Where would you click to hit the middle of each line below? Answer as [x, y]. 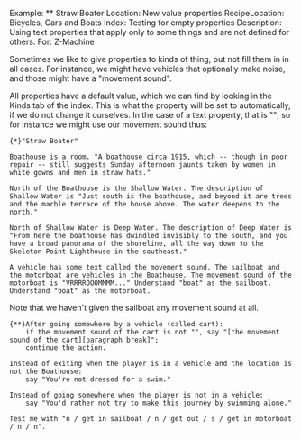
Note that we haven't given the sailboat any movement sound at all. [134, 307]
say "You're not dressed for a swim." [98, 380]
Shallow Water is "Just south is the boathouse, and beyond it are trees [151, 197]
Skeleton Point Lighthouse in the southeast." [98, 252]
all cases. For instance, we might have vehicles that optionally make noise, [147, 69]
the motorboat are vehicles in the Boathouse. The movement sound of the [151, 275]
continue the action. [66, 348]
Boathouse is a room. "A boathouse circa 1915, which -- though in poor [149, 157]
